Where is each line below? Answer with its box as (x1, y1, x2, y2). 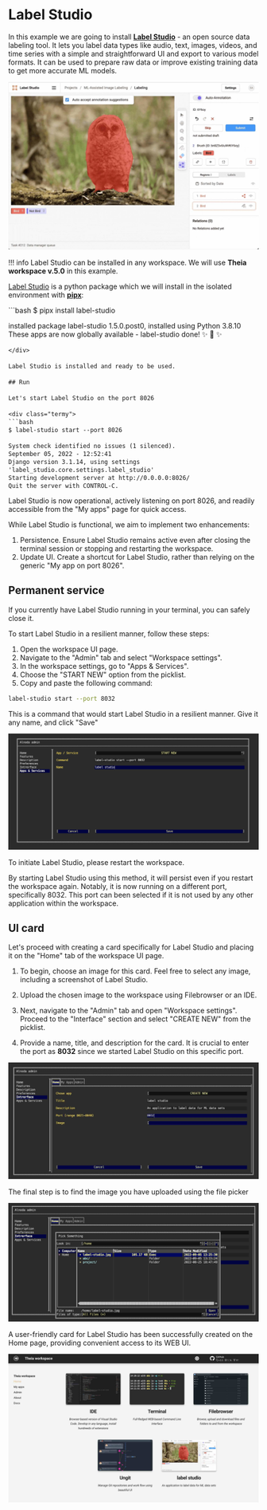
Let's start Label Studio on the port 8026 (8, 395, 155, 403)
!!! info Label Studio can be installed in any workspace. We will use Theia (8, 258, 247, 268)
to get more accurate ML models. (8, 65, 118, 75)
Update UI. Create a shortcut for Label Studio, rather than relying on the (19, 552, 255, 562)
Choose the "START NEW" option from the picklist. (19, 670, 187, 679)
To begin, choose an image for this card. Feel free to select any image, (19, 966, 251, 976)
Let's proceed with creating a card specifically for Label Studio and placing (8, 942, 254, 952)
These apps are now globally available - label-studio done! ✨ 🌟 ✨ (8, 329, 222, 340)
